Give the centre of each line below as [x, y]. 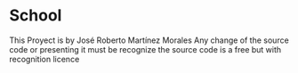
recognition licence [44, 59]
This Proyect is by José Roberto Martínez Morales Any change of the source [149, 40]
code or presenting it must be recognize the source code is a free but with [145, 49]
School [36, 16]
